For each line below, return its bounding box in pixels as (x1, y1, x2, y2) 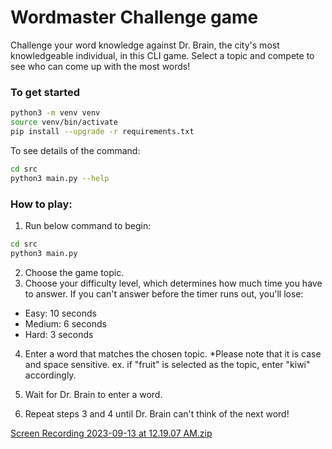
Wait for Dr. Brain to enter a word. (24, 388, 163, 400)
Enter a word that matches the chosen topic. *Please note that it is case (24, 347, 322, 360)
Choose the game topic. (24, 266, 125, 278)
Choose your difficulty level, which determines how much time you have (24, 277, 323, 289)
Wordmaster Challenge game (10, 6, 259, 29)
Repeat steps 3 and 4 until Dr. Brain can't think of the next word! (24, 407, 290, 420)
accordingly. (24, 369, 77, 381)
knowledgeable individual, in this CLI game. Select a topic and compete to (10, 49, 315, 61)
